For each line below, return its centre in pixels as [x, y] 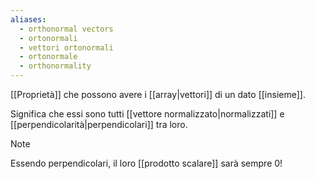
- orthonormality [55, 66]
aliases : [28, 19]
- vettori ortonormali [66, 47]
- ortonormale [48, 57]
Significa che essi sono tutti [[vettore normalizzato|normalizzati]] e [147, 114]
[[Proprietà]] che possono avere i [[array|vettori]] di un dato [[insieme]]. [158, 94]
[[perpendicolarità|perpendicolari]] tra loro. [99, 124]
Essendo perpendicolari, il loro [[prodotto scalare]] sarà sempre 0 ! [146, 163]
